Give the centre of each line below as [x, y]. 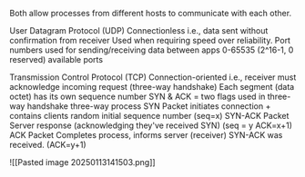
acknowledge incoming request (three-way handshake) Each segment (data [152, 87]
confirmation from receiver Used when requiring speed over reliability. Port [150, 40]
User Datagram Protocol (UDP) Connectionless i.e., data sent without [139, 30]
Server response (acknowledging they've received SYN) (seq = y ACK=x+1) [151, 125]
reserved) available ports [56, 59]
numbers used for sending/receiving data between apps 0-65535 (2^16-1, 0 [152, 50]
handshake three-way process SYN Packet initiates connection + [149, 106]
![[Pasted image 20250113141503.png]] [83, 162]
